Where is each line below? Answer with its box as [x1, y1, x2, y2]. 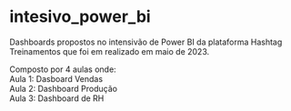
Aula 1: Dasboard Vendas [9, 73, 103, 84]
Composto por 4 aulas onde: [9, 64, 116, 75]
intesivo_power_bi [9, 6, 152, 27]
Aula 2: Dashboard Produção [9, 83, 118, 94]
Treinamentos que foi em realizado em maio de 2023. [9, 45, 210, 56]
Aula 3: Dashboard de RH [9, 93, 105, 104]
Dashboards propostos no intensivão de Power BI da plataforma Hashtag [9, 36, 283, 47]
